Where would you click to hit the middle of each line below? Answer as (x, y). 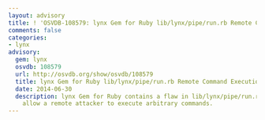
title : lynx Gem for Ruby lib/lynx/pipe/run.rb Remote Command (121, 81)
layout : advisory (37, 15)
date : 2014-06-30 (44, 89)
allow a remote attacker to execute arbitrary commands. (118, 103)
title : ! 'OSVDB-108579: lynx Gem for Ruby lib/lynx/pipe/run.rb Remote (130, 23)
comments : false (35, 30)
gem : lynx (31, 60)
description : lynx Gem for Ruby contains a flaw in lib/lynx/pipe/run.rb (139, 96)
